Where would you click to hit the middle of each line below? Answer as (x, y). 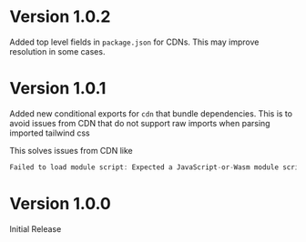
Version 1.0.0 (60, 203)
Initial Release (36, 228)
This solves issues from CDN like (71, 150)
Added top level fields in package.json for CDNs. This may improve (134, 42)
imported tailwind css (50, 133)
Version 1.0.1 (58, 89)
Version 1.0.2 (60, 17)
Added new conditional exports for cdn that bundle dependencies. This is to (151, 113)
